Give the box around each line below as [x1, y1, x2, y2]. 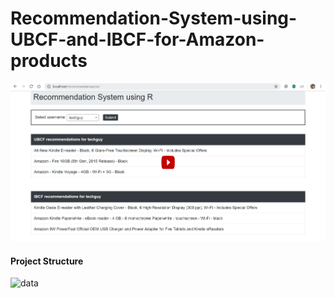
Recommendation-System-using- [10, 7, 298, 30]
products [10, 50, 88, 72]
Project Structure [10, 255, 84, 267]
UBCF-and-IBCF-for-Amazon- [10, 28, 265, 51]
